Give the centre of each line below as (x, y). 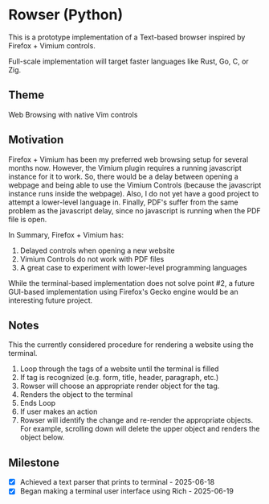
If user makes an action (59, 411)
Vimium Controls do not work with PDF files (92, 258)
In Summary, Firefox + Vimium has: (66, 234)
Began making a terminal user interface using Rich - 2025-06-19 (127, 491)
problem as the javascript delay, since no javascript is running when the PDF (134, 210)
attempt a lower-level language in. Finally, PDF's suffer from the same (123, 202)
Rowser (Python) (65, 15)
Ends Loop (38, 403)
